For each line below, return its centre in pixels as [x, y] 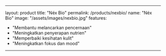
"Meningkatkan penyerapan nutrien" [49, 33]
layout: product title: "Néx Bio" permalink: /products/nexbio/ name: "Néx [79, 13]
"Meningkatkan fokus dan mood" [46, 43]
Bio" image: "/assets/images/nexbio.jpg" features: [56, 18]
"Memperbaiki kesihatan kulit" [43, 38]
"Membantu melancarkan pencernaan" [52, 28]
